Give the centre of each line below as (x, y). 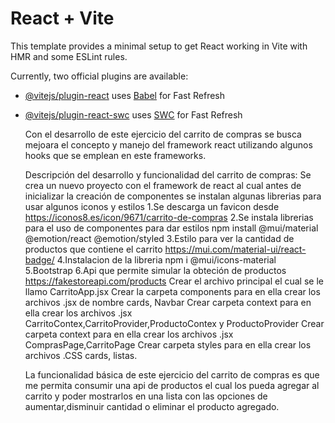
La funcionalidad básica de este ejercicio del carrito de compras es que (172, 374)
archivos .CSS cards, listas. (81, 355)
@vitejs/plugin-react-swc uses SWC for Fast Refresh (133, 114)
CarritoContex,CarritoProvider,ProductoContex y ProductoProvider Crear (174, 323)
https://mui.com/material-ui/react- (235, 249)
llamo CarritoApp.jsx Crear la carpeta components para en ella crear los (172, 291)
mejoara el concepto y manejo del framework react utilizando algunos (168, 144)
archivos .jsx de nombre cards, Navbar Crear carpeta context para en (168, 302)
